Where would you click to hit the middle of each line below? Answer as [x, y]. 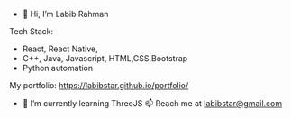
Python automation [58, 68]
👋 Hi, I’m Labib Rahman [65, 14]
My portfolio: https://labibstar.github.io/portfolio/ [99, 85]
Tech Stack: [32, 31]
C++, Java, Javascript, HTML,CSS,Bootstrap [105, 58]
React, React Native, [60, 49]
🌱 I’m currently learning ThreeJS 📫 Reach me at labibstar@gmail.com [152, 103]
